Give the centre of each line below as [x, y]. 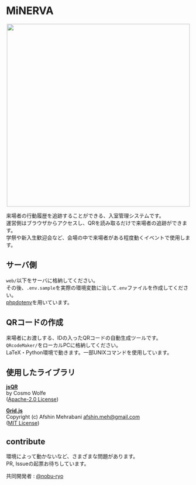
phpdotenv [19, 302]
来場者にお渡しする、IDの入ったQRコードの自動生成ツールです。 [84, 338]
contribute [26, 441]
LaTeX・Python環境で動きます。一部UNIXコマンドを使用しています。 [89, 352]
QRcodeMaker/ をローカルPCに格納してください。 [64, 345]
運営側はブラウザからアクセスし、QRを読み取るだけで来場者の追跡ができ [94, 223]
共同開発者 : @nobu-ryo [35, 476]
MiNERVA [30, 11]
